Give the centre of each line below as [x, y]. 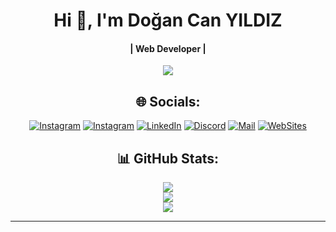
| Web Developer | [168, 48]
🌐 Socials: [168, 101]
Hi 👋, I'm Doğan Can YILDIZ [168, 20]
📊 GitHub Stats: [168, 158]
